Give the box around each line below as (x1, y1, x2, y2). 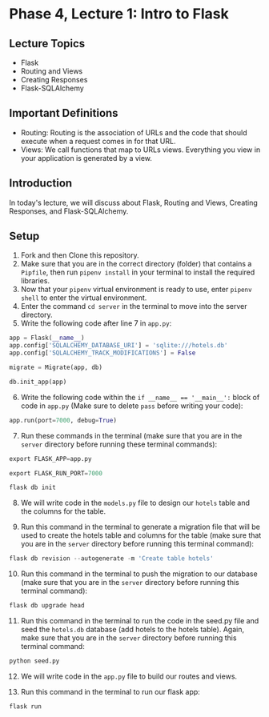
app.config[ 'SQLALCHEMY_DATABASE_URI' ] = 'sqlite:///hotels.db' (9, 342, 228, 350)
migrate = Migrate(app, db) (9, 363, 103, 372)
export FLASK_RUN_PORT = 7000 (9, 469, 103, 477)
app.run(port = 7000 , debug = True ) (9, 416, 117, 424)
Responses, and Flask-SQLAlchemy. (9, 206, 129, 216)
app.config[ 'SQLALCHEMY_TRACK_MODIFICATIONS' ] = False (9, 349, 196, 357)
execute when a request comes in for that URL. (20, 136, 176, 146)
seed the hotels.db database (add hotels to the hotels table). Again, (20, 625, 245, 635)
